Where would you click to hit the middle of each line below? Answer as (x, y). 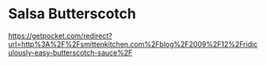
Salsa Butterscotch (72, 14)
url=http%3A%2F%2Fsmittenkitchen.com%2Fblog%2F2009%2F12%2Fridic (133, 44)
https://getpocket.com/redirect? (60, 36)
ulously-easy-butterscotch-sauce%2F (70, 52)
